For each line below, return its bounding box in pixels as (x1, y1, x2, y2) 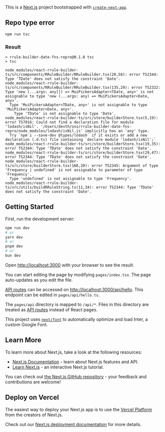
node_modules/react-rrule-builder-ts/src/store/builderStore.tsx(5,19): (5, 115, 159, 121)
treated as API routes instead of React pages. (5, 307, 98, 312)
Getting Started (5, 203, 54, 211)
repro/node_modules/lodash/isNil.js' (5, 128, 83, 133)
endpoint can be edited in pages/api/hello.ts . (5, 292, 100, 298)
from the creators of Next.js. (5, 412, 63, 418)
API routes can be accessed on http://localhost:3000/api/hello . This (5, 286, 144, 292)
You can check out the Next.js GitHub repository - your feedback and (5, 373, 147, 379)
